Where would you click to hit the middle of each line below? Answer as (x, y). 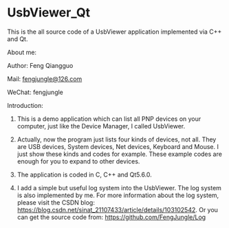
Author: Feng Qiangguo (40, 65)
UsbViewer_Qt (49, 13)
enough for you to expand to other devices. (78, 161)
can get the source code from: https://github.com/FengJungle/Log (111, 217)
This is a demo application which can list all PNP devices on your (109, 119)
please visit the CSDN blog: (56, 202)
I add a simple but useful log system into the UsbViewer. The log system (119, 187)
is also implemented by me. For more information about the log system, (118, 195)
